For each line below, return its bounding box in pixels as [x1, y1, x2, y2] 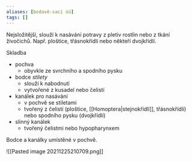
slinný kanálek [14, 118, 51, 125]
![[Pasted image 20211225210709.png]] [6, 148, 104, 155]
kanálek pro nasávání [14, 93, 68, 100]
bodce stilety [14, 73, 48, 80]
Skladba [6, 49, 27, 56]
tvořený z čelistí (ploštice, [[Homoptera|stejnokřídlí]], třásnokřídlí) [23, 105, 187, 112]
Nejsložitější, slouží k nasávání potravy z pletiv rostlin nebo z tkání [6, 31, 170, 38]
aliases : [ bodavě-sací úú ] [6, 8, 74, 15]
